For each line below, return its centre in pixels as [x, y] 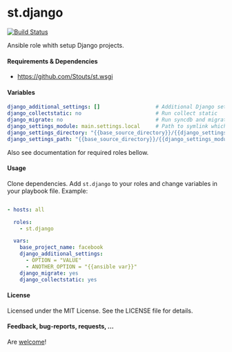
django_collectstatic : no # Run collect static [112, 113]
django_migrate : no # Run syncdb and [106, 120]
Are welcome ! [27, 342]
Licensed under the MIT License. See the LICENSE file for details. [100, 311]
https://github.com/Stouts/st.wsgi [65, 77]
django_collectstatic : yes [58, 279]
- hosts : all [26, 210]
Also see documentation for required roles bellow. [78, 152]
